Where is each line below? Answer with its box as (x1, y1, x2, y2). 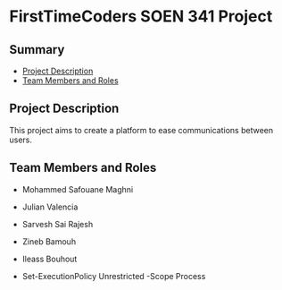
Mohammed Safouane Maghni (21, 183, 134, 194)
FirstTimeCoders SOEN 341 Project (9, 6, 273, 27)
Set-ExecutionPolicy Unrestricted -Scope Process (21, 270, 206, 281)
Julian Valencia (21, 201, 79, 212)
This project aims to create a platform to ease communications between (9, 124, 274, 135)
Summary (9, 42, 65, 57)
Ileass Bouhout (21, 253, 78, 264)
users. (9, 134, 33, 145)
